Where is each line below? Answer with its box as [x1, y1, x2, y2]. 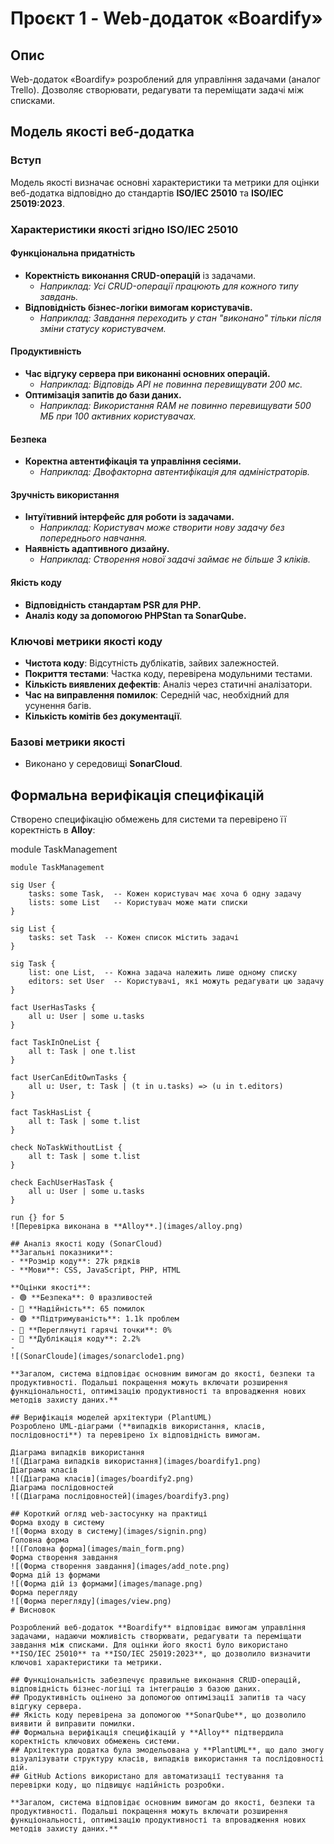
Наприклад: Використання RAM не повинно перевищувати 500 [39, 400, 312, 412]
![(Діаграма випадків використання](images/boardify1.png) [10, 1457, 262, 1467]
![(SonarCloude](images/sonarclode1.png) [10, 1352, 186, 1362]
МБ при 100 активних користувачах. [39, 410, 197, 422]
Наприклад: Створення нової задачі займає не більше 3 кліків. [39, 553, 312, 566]
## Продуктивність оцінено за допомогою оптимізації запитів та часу [10, 1693, 307, 1703]
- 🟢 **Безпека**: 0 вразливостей [10, 1293, 153, 1303]
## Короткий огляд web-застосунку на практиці [10, 1509, 208, 1519]
